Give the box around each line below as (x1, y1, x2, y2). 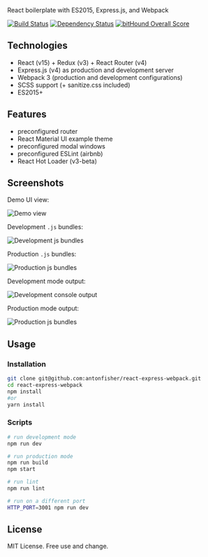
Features (7, 109, 47, 121)
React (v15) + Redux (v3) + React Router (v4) (17, 58, 147, 67)
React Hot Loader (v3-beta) (17, 157, 98, 165)
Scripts (7, 418, 33, 427)
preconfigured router (17, 127, 78, 135)
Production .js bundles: (7, 250, 77, 259)
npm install (7, 388, 42, 395)
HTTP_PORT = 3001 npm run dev (7, 504, 89, 511)
